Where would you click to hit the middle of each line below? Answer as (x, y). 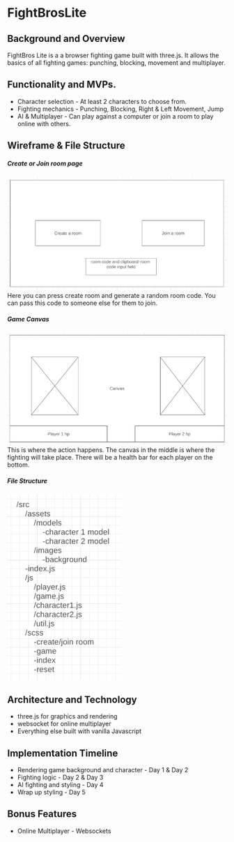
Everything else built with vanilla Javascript (79, 731)
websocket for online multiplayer (64, 724)
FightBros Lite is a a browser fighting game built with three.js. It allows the (113, 55)
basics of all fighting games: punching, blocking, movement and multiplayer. (116, 63)
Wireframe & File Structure (66, 145)
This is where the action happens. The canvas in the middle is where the (111, 450)
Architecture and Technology (72, 699)
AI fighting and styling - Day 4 (60, 784)
